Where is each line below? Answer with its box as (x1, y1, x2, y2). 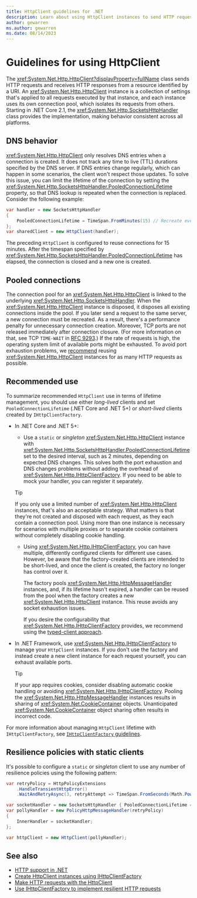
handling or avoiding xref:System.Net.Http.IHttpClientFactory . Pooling (14, 687, 183, 694)
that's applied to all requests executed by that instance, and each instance (6, 94, 186, 101)
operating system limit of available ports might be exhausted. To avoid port (6, 341, 187, 348)
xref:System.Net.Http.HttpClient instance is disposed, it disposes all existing (6, 304, 191, 311)
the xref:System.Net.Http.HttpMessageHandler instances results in (14, 694, 176, 701)
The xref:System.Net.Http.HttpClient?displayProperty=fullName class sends (6, 75, 189, 82)
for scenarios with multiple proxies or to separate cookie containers (14, 525, 178, 533)
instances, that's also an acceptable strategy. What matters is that (14, 507, 175, 514)
